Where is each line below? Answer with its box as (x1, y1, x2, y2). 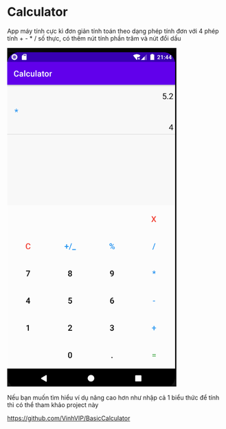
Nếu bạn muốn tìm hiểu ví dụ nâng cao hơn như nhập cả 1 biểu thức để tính (7, 393, 220, 401)
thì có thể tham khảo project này (7, 400, 99, 409)
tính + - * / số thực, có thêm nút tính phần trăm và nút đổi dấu (7, 34, 181, 42)
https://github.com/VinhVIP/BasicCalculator (7, 414, 131, 422)
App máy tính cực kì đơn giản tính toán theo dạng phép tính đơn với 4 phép (7, 27, 219, 35)
